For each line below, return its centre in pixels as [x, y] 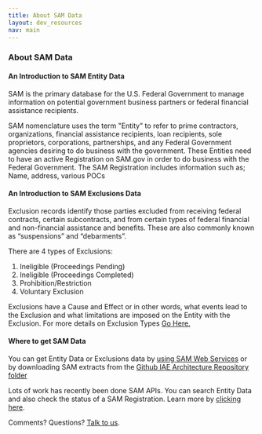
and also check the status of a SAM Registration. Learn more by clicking [125, 399]
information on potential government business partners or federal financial [128, 102]
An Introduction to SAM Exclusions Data [75, 194]
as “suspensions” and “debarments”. [67, 235]
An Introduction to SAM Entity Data [67, 76]
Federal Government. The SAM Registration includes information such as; [127, 167]
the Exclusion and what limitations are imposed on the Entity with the [119, 315]
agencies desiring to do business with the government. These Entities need [130, 151]
